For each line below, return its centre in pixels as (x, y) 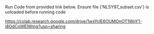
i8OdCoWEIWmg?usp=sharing (35, 26)
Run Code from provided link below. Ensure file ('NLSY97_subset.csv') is (77, 7)
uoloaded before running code (36, 12)
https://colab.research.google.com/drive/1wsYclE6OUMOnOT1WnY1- (73, 21)
